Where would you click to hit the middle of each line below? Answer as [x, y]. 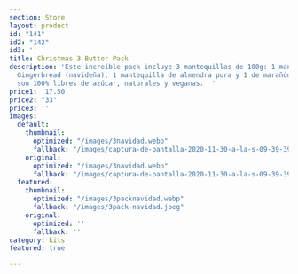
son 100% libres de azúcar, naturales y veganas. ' [117, 83]
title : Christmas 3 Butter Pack [69, 59]
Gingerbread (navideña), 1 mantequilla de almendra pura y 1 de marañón [154, 75]
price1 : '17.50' [39, 91]
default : [33, 125]
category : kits [37, 240]
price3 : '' [29, 108]
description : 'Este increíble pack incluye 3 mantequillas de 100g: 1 [142, 67]
